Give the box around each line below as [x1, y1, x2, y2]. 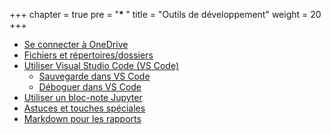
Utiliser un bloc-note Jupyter [23, 92, 143, 103]
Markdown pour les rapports [23, 113, 142, 124]
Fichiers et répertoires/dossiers [23, 49, 154, 61]
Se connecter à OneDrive [23, 39, 129, 50]
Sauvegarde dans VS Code [38, 70, 151, 82]
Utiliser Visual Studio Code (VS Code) [23, 60, 180, 71]
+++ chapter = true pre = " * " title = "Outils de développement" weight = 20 [9, 9, 322, 20]
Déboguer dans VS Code [38, 81, 142, 93]
